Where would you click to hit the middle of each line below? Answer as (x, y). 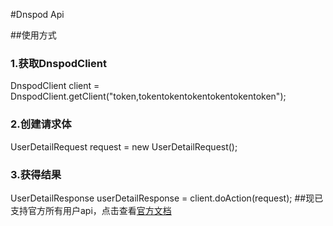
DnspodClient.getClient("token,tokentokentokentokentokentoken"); (148, 96)
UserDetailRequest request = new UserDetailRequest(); (124, 146)
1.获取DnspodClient (58, 63)
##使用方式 (33, 35)
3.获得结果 (36, 174)
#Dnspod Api (37, 14)
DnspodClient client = (55, 86)
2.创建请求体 (41, 124)
